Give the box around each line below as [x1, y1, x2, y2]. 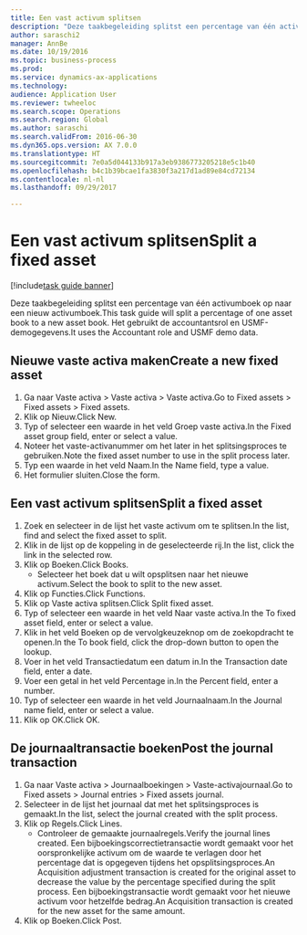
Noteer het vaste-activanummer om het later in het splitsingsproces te [23, 440, 288, 451]
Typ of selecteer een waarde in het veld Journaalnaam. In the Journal [23, 695, 283, 706]
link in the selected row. [23, 549, 113, 560]
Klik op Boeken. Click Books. [23, 559, 129, 570]
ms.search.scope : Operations [10, 107, 121, 116]
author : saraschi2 [10, 30, 80, 39]
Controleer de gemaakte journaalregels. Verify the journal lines [36, 827, 271, 838]
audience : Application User [10, 89, 118, 99]
